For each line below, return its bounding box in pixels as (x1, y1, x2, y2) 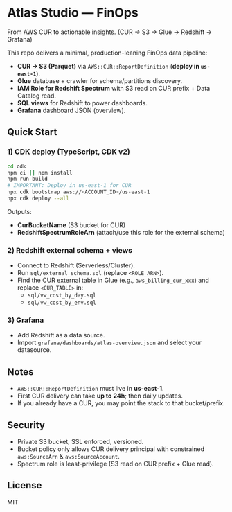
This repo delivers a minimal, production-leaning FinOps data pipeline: (7, 48, 208, 57)
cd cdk (7, 163, 26, 170)
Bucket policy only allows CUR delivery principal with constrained (17, 445, 204, 453)
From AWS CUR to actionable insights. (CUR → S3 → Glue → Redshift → (7, 28, 213, 36)
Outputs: (7, 207, 33, 215)
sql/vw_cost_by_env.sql (27, 299, 97, 306)
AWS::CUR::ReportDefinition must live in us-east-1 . (17, 385, 164, 393)
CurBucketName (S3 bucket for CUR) (17, 220, 126, 229)
